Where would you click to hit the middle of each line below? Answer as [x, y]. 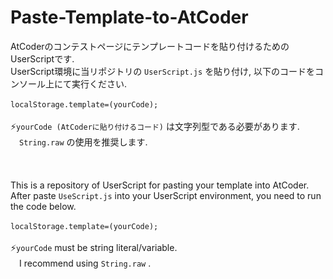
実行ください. [99, 83]
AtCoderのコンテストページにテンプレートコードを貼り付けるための [150, 46]
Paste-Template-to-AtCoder [129, 17]
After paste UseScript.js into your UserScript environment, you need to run [166, 195]
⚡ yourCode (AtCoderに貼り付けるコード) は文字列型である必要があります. [155, 126]
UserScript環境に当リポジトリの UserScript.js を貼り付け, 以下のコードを [163, 71]
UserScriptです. [42, 58]
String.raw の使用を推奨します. [83, 142]
